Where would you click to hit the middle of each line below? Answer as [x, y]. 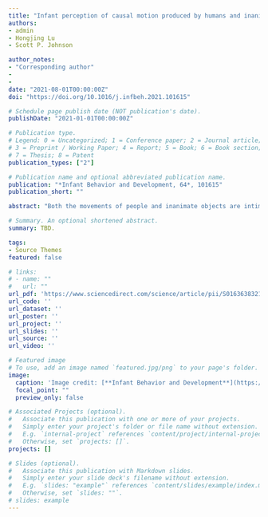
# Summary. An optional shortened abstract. [83, 221]
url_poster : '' [33, 316]
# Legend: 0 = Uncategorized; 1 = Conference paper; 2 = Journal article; [135, 140]
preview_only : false [49, 397]
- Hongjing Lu [32, 38]
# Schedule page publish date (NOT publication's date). [105, 111]
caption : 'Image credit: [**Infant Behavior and [98, 383]
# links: [23, 272]
